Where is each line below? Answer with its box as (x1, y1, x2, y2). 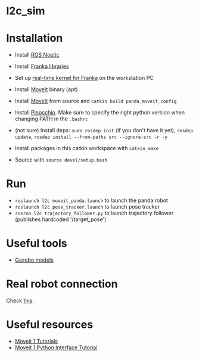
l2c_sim (6, 4, 45, 18)
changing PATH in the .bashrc (14, 115, 88, 123)
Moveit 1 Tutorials (14, 337, 58, 344)
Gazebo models (14, 256, 54, 263)
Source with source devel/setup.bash (14, 156, 107, 163)
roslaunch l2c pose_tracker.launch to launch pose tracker (14, 203, 160, 210)
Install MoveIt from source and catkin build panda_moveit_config (14, 97, 177, 105)
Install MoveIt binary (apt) (14, 86, 79, 93)
